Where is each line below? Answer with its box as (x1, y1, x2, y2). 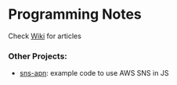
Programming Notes (8, 5, 143, 23)
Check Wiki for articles (8, 31, 82, 41)
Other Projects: (8, 51, 68, 62)
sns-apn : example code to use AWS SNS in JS (19, 69, 169, 78)
